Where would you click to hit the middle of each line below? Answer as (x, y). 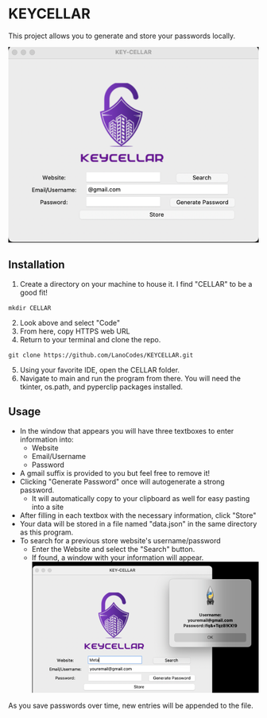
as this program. (46, 532)
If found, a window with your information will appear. (118, 558)
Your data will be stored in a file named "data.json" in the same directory (138, 523)
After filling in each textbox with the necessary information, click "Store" (138, 515)
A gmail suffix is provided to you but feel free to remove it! (115, 473)
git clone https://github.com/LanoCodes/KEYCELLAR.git (101, 355)
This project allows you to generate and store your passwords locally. (122, 36)
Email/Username (58, 456)
